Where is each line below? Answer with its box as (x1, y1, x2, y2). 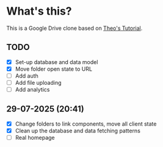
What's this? (6, 4, 72, 18)
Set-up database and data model (15, 58, 98, 65)
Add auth (15, 72, 38, 79)
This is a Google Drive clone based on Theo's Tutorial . (6, 24, 143, 32)
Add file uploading (15, 79, 62, 86)
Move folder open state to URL (15, 65, 93, 73)
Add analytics (15, 86, 50, 93)
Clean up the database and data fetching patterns (15, 127, 140, 134)
